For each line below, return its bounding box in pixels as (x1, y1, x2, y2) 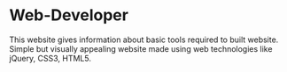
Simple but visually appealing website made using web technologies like (9, 43, 273, 54)
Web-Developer (9, 5, 128, 25)
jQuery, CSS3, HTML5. (9, 53, 91, 63)
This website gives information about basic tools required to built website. (9, 34, 279, 45)
